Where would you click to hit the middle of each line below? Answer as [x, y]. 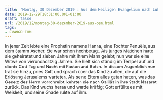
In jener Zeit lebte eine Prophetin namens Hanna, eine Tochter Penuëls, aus [80, 46]
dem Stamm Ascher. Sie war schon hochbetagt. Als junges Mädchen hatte [79, 51]
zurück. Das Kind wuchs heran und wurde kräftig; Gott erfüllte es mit [74, 87]
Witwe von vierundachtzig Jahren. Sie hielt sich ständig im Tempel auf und [80, 61]
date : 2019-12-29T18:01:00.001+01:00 [43, 14]
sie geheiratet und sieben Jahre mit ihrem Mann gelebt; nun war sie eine [77, 56]
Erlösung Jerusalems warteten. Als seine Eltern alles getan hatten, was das [80, 77]
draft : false [18, 18]
